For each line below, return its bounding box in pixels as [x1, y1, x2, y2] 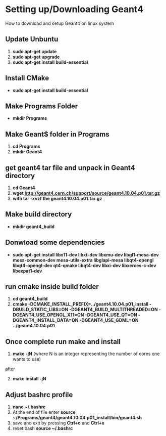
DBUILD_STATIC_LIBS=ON [12, 307, 69, 313]
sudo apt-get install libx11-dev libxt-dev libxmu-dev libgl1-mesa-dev [12, 251, 159, 257]
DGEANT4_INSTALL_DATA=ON [12, 317, 79, 323]
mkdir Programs [12, 115, 47, 121]
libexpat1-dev [12, 268, 42, 274]
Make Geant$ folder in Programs [5, 130, 109, 139]
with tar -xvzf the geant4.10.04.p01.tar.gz [12, 196, 102, 201]
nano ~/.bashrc [12, 404, 46, 410]
